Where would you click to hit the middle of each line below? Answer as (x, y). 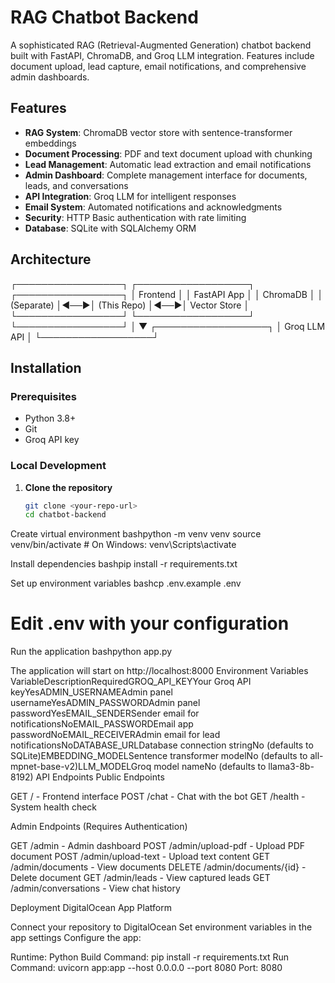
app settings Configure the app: (76, 938)
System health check (53, 807)
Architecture (51, 259)
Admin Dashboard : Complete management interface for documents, (166, 175)
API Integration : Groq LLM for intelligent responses (130, 196)
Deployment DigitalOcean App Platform (91, 908)
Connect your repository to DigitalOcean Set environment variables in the (161, 927)
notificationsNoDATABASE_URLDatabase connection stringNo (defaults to (162, 745)
